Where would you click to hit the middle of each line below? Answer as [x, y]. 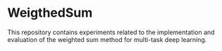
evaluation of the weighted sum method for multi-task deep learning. [107, 39]
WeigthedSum [50, 13]
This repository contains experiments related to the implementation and [111, 32]
